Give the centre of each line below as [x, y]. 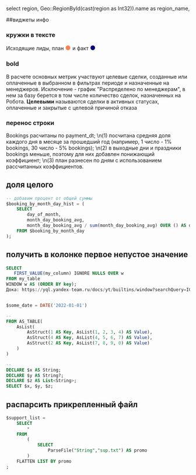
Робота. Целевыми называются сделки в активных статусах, [83, 101]
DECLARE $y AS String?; [35, 375]
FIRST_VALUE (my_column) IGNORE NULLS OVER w [69, 273]
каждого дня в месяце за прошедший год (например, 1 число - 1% [89, 141]
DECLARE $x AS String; [34, 370]
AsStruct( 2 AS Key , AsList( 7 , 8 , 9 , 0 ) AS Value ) [88, 343]
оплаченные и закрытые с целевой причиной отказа [71, 108]
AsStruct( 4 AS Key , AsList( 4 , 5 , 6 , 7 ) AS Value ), [90, 338]
